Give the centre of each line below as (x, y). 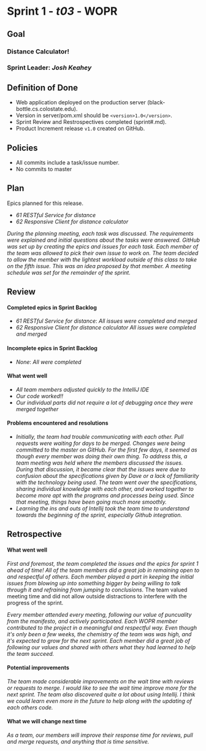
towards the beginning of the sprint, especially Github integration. (99, 515)
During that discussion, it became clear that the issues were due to (101, 469)
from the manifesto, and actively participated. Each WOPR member (92, 621)
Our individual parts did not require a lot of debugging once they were (105, 402)
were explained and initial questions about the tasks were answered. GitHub (104, 240)
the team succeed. (31, 653)
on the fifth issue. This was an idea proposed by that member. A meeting (99, 266)
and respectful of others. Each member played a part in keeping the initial (100, 576)
